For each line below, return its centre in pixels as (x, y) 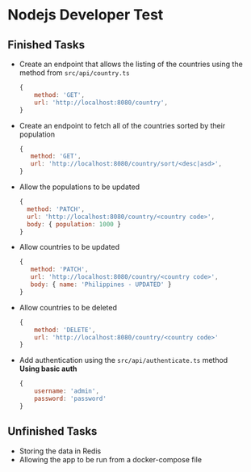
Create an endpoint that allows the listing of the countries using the (131, 64)
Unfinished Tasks (52, 431)
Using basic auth (48, 369)
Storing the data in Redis (60, 451)
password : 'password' (70, 398)
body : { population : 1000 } (74, 224)
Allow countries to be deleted (68, 307)
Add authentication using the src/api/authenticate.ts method (123, 360)
